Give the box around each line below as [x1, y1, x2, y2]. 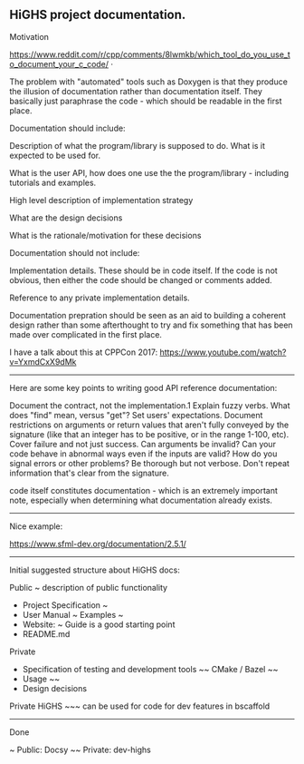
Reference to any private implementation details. [9, 292, 190, 303]
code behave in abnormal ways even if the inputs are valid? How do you [9, 448, 278, 459]
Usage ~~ [22, 673, 61, 684]
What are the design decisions [9, 212, 123, 223]
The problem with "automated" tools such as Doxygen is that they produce [9, 76, 288, 87]
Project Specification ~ [22, 599, 109, 611]
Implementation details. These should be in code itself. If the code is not [9, 265, 278, 276]
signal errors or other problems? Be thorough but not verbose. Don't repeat [9, 457, 290, 468]
